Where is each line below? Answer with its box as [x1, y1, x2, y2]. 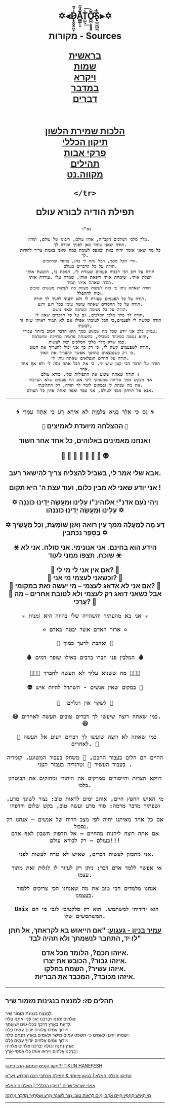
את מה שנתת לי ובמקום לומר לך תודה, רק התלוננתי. [37, 382, 143, 388]
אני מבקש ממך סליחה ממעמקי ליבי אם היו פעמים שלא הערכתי [28, 377, 153, 383]
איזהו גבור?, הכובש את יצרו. [42, 956, 127, 965]
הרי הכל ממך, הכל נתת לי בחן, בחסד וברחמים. [42, 258, 138, 264]
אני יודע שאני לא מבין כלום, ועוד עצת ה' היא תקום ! [9, 483, 161, 492]
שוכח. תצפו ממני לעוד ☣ [48, 551, 122, 559]
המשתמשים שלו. [64, 912, 106, 919]
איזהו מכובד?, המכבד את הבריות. [34, 972, 136, 981]
